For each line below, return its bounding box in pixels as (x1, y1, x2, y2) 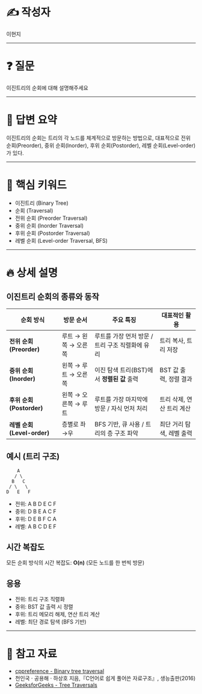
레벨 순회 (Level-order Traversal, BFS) (14, 237, 108, 244)
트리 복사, (159, 336, 185, 345)
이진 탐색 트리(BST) (94, 366, 148, 374)
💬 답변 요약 (6, 113, 57, 127)
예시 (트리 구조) (6, 451, 60, 461)
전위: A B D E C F (14, 500, 57, 507)
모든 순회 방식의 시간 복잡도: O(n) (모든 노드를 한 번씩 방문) (6, 559, 145, 566)
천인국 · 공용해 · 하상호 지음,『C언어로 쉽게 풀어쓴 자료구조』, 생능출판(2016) (14, 675, 196, 682)
